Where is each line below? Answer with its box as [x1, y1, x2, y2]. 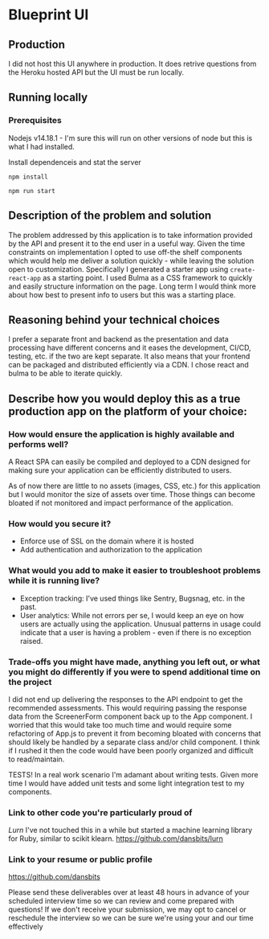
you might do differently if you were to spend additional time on [8, 666, 261, 677]
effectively [8, 922, 43, 932]
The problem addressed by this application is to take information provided [8, 230, 253, 240]
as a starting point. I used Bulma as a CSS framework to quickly [43, 273, 253, 282]
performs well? [8, 438, 69, 449]
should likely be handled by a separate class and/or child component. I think [8, 737, 260, 747]
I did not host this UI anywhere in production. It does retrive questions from [8, 59, 257, 68]
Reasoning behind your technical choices [8, 313, 220, 326]
